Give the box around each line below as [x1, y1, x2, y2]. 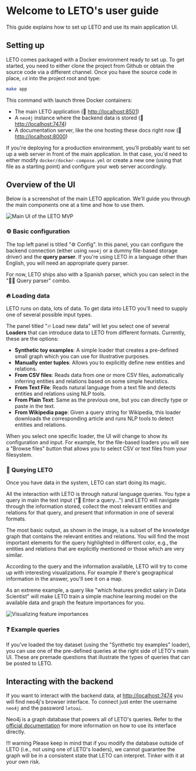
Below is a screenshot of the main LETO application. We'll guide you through [6, 195, 191, 203]
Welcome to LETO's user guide [6, 4, 159, 18]
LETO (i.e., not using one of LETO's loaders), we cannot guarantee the [6, 746, 176, 753]
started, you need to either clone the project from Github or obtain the [6, 62, 174, 69]
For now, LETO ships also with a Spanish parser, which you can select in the [6, 270, 189, 277]
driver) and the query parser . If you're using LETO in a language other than [6, 253, 188, 260]
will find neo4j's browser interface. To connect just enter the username [6, 698, 177, 705]
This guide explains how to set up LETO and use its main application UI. [6, 23, 178, 30]
